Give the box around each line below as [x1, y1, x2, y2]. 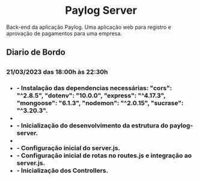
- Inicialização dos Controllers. [16, 166, 108, 175]
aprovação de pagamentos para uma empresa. [6, 29, 122, 37]
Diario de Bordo [6, 47, 66, 58]
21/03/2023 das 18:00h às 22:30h [6, 67, 108, 76]
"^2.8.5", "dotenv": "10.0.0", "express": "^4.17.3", [16, 91, 166, 100]
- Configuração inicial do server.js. [16, 143, 120, 152]
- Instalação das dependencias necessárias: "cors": [16, 83, 173, 92]
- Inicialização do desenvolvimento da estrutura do [16, 121, 168, 130]
